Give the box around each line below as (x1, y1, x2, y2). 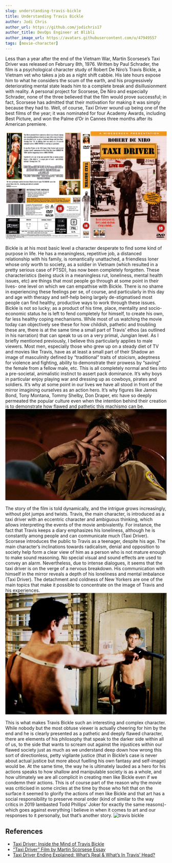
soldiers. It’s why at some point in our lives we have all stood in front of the (5, 382, 163, 387)
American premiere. (5, 121, 47, 127)
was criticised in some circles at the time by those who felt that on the (5, 785, 153, 791)
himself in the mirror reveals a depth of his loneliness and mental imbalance (5, 571, 165, 577)
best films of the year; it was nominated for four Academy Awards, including (5, 110, 166, 116)
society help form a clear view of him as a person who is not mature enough (5, 549, 166, 555)
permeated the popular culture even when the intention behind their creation (5, 398, 167, 404)
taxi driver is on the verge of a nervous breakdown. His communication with (5, 565, 165, 571)
